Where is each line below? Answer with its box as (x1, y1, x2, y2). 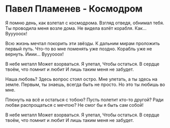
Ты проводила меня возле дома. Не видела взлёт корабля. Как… (5, 25, 147, 31)
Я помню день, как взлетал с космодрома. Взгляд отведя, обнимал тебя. (5, 20, 164, 26)
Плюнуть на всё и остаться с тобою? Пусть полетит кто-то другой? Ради (5, 97, 164, 103)
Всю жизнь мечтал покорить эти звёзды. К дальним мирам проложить (5, 40, 160, 46)
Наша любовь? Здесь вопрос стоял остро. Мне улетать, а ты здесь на (5, 76, 158, 82)
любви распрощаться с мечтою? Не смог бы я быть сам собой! (5, 102, 144, 108)
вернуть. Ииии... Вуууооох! (5, 51, 64, 57)
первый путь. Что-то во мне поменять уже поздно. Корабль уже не (5, 46, 152, 52)
